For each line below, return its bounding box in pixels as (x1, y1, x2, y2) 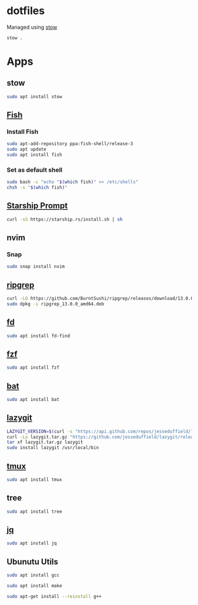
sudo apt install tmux (6, 477, 62, 483)
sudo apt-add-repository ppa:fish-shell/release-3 (6, 141, 133, 147)
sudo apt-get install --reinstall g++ (6, 593, 102, 599)
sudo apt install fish (6, 152, 62, 158)
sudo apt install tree (6, 509, 62, 514)
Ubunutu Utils (6, 557, 58, 567)
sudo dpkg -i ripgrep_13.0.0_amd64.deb (6, 301, 105, 307)
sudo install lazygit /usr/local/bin (6, 445, 99, 451)
